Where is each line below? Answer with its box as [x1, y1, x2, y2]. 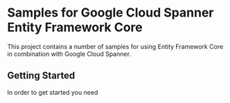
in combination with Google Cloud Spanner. [7, 50, 132, 58]
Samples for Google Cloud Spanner [7, 5, 214, 21]
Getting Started [7, 70, 76, 82]
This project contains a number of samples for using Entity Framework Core [7, 42, 224, 50]
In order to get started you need [7, 88, 98, 96]
